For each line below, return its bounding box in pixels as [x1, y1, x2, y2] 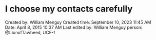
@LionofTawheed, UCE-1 [5, 29, 56, 35]
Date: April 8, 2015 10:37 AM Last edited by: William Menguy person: [5, 24, 143, 30]
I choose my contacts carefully [5, 3, 133, 14]
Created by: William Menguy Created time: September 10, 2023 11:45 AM [5, 19, 151, 25]
